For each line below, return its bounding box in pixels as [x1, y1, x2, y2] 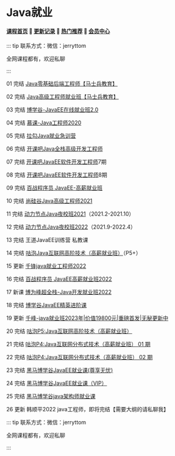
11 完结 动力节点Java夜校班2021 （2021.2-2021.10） [6, 210, 135, 218]
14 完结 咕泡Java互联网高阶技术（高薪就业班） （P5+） [6, 249, 141, 257]
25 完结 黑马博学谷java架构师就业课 [6, 393, 96, 400]
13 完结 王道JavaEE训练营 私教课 [6, 237, 88, 244]
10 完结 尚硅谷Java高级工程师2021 [6, 197, 93, 205]
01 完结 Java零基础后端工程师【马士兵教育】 [6, 80, 118, 88]
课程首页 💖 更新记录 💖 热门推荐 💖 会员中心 [6, 27, 110, 34]
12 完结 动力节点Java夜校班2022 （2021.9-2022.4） [6, 223, 136, 230]
